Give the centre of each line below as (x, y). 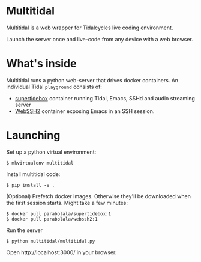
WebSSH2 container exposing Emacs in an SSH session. (85, 111)
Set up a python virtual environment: (51, 152)
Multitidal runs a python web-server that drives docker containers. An (92, 80)
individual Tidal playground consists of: (54, 87)
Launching (33, 136)
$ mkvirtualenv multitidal (40, 163)
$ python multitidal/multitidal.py (51, 241)
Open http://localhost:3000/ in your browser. (61, 252)
